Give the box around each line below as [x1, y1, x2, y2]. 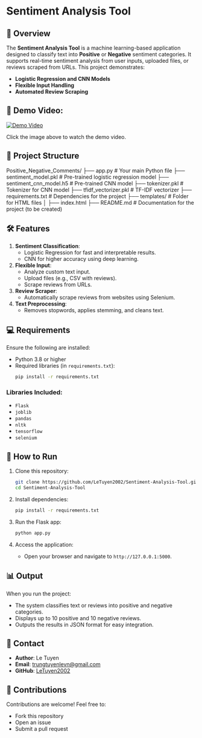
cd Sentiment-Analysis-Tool [14, 485, 86, 491]
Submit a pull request [14, 725, 68, 733]
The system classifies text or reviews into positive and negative [14, 602, 173, 609]
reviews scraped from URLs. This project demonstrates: [6, 63, 145, 71]
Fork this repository [14, 713, 64, 720]
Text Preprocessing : [14, 300, 68, 307]
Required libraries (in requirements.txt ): [14, 362, 115, 370]
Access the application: [14, 541, 74, 548]
